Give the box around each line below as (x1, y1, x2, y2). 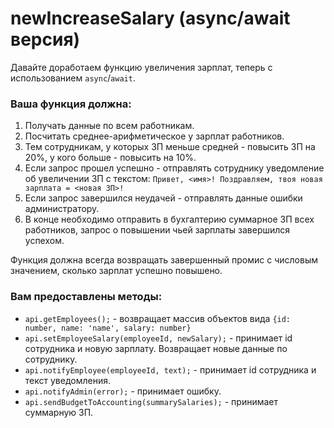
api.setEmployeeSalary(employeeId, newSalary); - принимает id (24, 332, 293, 344)
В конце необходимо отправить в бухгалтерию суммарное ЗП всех (24, 213, 315, 226)
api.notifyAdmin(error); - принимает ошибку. (24, 385, 222, 397)
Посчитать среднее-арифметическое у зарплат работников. (24, 130, 285, 142)
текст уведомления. (24, 374, 111, 386)
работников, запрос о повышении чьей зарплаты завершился (24, 224, 291, 236)
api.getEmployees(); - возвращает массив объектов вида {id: (24, 312, 292, 324)
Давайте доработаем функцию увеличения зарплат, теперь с (10, 61, 273, 73)
